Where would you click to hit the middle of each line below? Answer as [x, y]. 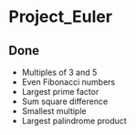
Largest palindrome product [74, 121]
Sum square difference [65, 101]
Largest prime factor [60, 92]
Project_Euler [61, 17]
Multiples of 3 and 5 [59, 72]
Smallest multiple [54, 111]
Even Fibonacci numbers [68, 82]
